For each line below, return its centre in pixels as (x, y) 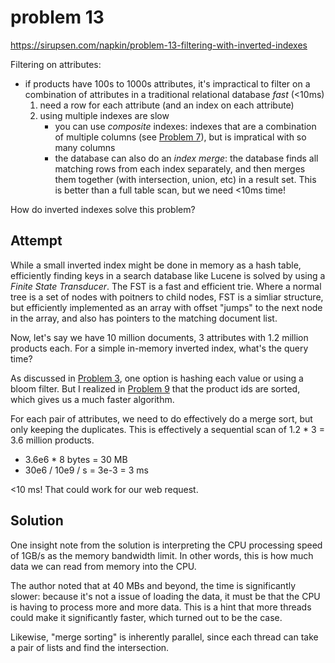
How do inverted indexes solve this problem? (103, 209)
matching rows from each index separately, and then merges (180, 168)
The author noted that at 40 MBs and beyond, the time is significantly (153, 585)
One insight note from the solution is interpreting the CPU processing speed (166, 545)
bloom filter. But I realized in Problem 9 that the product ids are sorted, (155, 388)
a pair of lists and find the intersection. (90, 647)
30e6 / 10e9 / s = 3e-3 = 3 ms (86, 470)
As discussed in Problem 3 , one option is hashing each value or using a (157, 378)
